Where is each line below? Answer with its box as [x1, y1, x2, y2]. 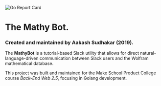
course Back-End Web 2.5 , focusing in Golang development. [5, 75, 127, 81]
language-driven [5, 55, 39, 61]
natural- [140, 50, 157, 56]
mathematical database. [5, 61, 54, 66]
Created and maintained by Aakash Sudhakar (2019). [5, 39, 134, 46]
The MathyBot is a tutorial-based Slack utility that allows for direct [5, 50, 139, 56]
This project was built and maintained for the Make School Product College [5, 70, 157, 76]
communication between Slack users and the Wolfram [39, 55, 149, 61]
